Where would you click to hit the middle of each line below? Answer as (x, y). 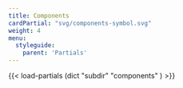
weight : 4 (25, 30)
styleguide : (36, 46)
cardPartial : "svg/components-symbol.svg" (80, 23)
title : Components (39, 16)
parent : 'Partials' (55, 53)
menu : (17, 38)
